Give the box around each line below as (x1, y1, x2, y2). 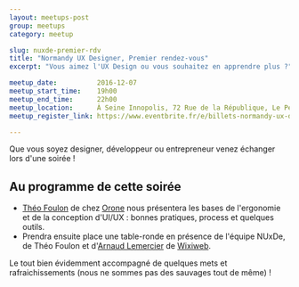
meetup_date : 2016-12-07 (9, 78, 138, 87)
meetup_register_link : (9, 111, 93, 120)
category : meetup (9, 29, 74, 38)
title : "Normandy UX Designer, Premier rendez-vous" (9, 54, 209, 63)
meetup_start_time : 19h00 (9, 86, 117, 95)
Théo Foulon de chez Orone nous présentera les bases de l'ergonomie (21, 202, 281, 214)
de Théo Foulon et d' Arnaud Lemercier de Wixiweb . (21, 241, 212, 251)
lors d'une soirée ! (9, 153, 76, 164)
